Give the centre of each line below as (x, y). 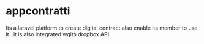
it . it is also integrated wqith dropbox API (58, 34)
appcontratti (38, 11)
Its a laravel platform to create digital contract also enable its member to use (102, 28)
